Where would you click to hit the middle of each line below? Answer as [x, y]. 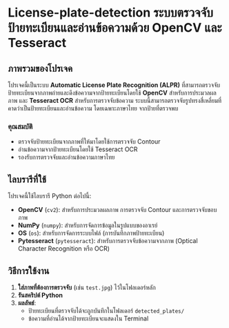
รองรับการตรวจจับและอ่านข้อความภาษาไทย [66, 157]
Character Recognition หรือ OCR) [63, 249]
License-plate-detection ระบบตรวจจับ [110, 13]
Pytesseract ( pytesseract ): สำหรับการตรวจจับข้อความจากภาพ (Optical [108, 241]
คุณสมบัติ [20, 126]
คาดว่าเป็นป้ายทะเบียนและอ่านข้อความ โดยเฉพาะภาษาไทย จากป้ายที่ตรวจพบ [93, 108]
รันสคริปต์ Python [40, 295]
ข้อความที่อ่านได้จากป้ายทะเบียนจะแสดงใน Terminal [88, 318]
